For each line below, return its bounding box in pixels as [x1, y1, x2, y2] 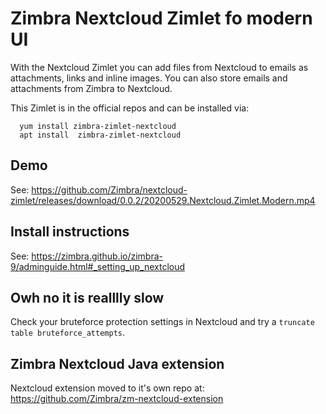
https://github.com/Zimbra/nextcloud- [31, 183, 188, 196]
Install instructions [10, 223, 130, 241]
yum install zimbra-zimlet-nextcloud [19, 121, 177, 131]
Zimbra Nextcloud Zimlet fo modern [10, 7, 313, 30]
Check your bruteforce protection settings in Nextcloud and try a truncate [10, 316, 315, 328]
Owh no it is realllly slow [10, 289, 165, 306]
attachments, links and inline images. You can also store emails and [10, 72, 288, 84]
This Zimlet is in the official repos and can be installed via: [10, 102, 250, 114]
